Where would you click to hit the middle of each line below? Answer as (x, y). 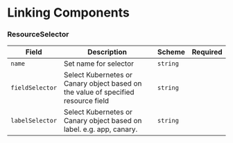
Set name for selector (98, 64)
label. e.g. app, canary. (101, 129)
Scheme (171, 52)
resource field (86, 101)
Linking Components (68, 13)
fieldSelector (34, 88)
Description (107, 52)
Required (207, 52)
